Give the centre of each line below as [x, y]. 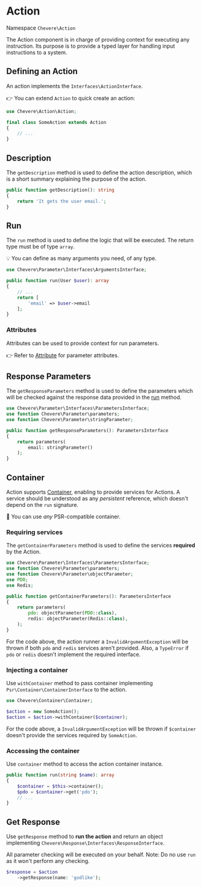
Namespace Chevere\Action [41, 28]
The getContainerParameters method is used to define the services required [101, 546]
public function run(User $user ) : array [58, 281]
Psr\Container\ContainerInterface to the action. [67, 689]
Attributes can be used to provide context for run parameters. [83, 343]
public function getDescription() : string [60, 190]
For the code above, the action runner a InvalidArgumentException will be [97, 641]
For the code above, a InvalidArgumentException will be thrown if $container [101, 729]
